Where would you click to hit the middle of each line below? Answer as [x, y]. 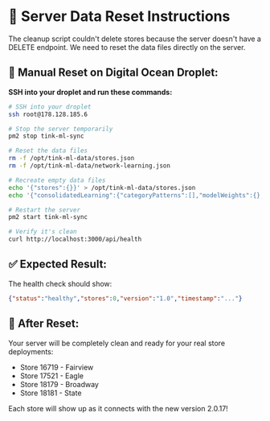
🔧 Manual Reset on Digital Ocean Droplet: [113, 73]
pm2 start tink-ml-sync [48, 217]
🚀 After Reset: [44, 324]
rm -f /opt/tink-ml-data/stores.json [72, 159]
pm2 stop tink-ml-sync [46, 136]
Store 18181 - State [51, 393]
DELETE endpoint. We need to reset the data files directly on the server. [127, 47]
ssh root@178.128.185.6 [48, 114]
